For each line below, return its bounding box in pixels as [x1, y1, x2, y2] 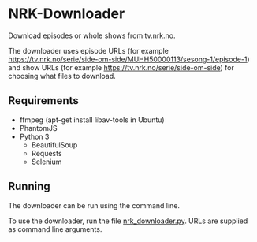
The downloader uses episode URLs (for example [8, 46, 169, 55]
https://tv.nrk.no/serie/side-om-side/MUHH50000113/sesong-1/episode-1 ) [8, 54, 250, 64]
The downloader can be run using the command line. [8, 200, 180, 210]
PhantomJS [19, 123, 58, 132]
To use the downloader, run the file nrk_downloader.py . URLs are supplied [8, 216, 248, 225]
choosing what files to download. [8, 71, 116, 80]
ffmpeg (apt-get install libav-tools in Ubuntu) [19, 115, 165, 125]
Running [8, 180, 51, 193]
